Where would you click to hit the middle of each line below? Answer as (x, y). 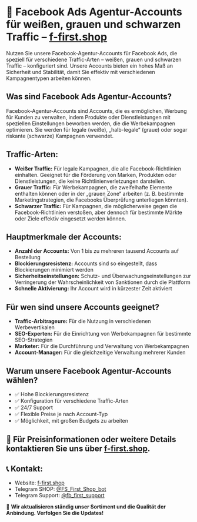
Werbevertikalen (34, 327)
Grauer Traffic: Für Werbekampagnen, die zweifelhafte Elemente (93, 187)
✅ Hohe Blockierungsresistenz (52, 394)
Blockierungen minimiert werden (54, 270)
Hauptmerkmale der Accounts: (64, 237)
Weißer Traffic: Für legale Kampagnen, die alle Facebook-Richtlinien (98, 168)
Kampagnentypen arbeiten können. (49, 78)
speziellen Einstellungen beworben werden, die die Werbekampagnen (91, 123)
